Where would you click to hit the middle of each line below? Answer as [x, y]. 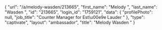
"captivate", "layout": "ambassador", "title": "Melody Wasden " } [70, 22]
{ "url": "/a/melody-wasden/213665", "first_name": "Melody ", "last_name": [81, 7]
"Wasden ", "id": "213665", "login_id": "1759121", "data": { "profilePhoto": [79, 12]
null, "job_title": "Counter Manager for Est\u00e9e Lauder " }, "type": [75, 17]
